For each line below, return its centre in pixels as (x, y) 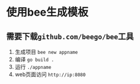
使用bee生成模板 (47, 12)
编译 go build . (34, 59)
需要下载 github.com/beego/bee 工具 (70, 36)
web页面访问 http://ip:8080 (50, 74)
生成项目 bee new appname (46, 52)
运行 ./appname (33, 67)
